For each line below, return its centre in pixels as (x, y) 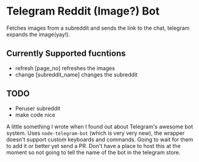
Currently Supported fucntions (66, 54)
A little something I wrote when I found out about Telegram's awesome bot (100, 126)
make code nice (35, 115)
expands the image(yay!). (38, 34)
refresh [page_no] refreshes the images (65, 68)
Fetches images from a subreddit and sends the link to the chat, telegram (98, 28)
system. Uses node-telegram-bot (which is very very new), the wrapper (96, 133)
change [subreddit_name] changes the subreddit (76, 75)
